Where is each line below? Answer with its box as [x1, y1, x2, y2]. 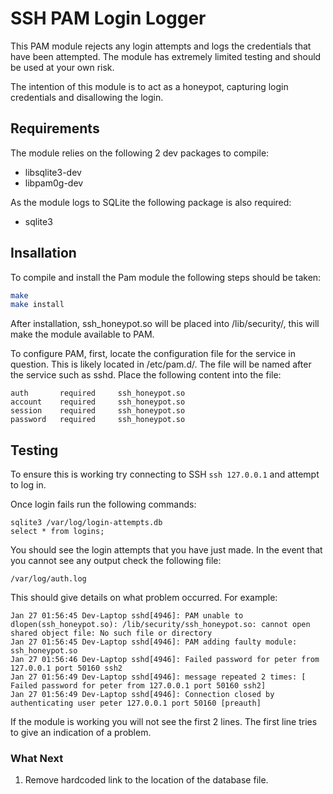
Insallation [10, 245, 77, 262]
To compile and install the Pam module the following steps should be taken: [10, 271, 322, 283]
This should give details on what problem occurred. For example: [10, 592, 278, 604]
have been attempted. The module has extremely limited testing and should [10, 50, 322, 62]
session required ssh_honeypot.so [10, 406, 186, 416]
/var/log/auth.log [10, 574, 87, 584]
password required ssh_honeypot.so [10, 415, 186, 425]
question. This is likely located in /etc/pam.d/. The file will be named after [10, 358, 312, 371]
